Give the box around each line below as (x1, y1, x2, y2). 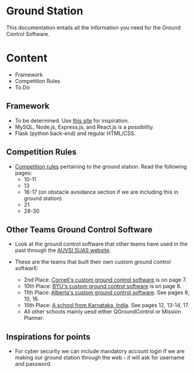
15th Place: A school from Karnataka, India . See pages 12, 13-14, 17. (23, 302, 190, 309)
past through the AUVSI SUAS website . (14, 247, 111, 254)
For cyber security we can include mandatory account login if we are (14, 348, 185, 355)
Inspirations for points (6, 332, 91, 342)
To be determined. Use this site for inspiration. (14, 117, 130, 124)
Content (6, 51, 48, 65)
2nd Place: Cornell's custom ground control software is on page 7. (23, 276, 187, 283)
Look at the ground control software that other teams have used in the (14, 240, 188, 247)
